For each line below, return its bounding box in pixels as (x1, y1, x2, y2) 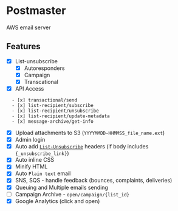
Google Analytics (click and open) (15, 197, 100, 204)
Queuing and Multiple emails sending (15, 184, 108, 191)
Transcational (24, 78, 59, 85)
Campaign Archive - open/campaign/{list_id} (15, 190, 129, 198)
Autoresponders (24, 64, 65, 72)
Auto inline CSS (15, 156, 55, 164)
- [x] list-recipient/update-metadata (12, 113, 111, 119)
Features (6, 41, 41, 52)
